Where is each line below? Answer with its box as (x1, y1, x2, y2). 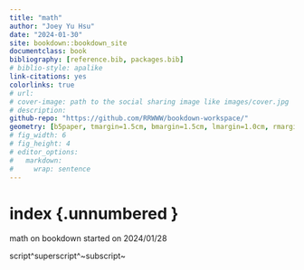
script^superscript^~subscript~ (9, 250, 127, 262)
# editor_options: (9, 147, 79, 156)
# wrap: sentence (9, 164, 91, 173)
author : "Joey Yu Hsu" (9, 22, 95, 31)
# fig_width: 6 (9, 131, 67, 140)
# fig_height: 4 (9, 139, 71, 148)
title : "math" (9, 13, 63, 23)
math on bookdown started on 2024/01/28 (9, 233, 167, 244)
